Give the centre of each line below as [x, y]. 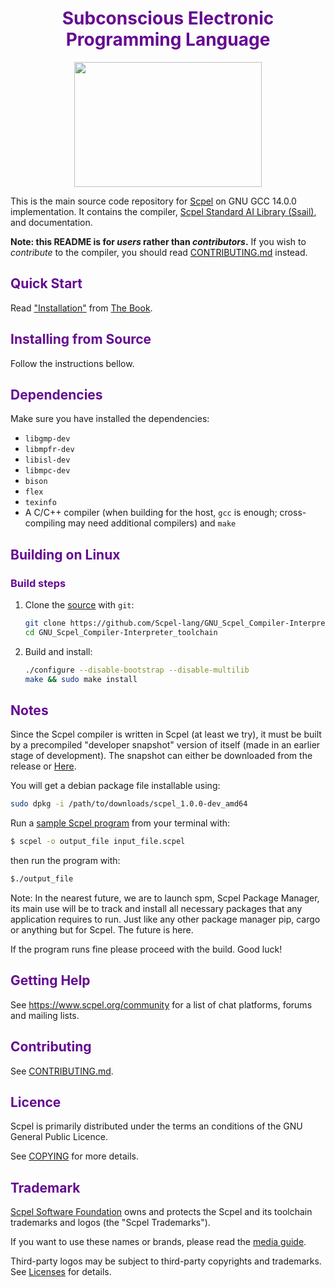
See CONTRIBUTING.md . [62, 1071]
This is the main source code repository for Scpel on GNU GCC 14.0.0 [153, 201]
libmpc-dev [47, 471]
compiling [45, 523]
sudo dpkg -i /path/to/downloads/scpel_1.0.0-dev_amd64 [129, 804]
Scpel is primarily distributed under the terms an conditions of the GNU [156, 1126]
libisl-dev [47, 460]
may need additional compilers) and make [152, 523]
